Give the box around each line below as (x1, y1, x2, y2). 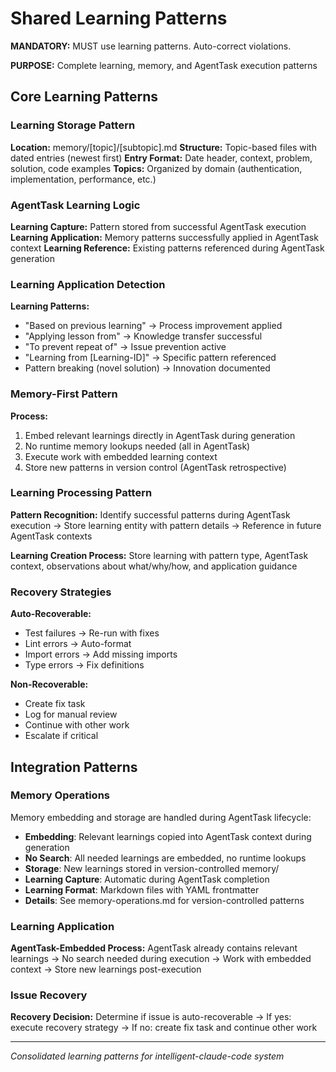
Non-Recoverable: (10, 678, 89, 691)
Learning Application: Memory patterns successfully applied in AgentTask (10, 231, 319, 243)
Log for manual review (24, 708, 118, 721)
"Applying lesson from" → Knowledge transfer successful (24, 330, 263, 342)
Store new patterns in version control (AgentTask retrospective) (24, 461, 287, 473)
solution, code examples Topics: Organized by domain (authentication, (10, 162, 303, 174)
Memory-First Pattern (10, 387, 118, 401)
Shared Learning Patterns (10, 7, 228, 30)
